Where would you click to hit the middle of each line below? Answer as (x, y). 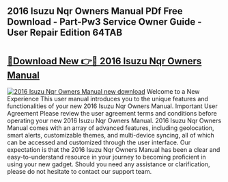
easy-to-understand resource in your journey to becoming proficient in (106, 157)
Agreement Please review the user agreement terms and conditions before (112, 113)
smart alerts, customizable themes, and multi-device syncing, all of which (111, 135)
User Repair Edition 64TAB (65, 32)
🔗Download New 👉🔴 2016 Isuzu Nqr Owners (104, 61)
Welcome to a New (173, 91)
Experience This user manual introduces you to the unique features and (108, 99)
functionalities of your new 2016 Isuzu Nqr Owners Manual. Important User (112, 106)
